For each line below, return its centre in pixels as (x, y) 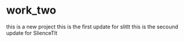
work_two (31, 10)
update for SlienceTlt (32, 33)
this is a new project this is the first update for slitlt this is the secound (92, 27)
